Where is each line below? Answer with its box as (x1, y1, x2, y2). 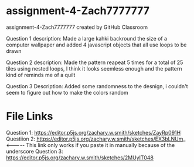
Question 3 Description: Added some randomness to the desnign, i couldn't (6, 82, 189, 89)
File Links (6, 110, 53, 123)
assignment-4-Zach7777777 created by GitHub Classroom (6, 24, 148, 31)
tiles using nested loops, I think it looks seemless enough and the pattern (6, 65, 182, 72)
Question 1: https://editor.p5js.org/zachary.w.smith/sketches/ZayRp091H (6, 129, 181, 136)
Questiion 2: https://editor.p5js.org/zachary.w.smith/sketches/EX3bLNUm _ (6, 135, 186, 142)
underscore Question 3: (6, 148, 63, 155)
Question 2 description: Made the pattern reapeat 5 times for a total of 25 (6, 59, 183, 66)
